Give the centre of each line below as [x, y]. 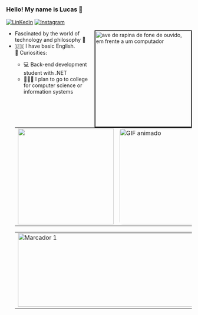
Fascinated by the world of [47, 34]
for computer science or [53, 85]
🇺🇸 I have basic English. [45, 46]
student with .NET [45, 73]
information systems [48, 92]
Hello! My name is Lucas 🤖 [44, 9]
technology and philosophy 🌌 [50, 40]
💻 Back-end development [55, 65]
